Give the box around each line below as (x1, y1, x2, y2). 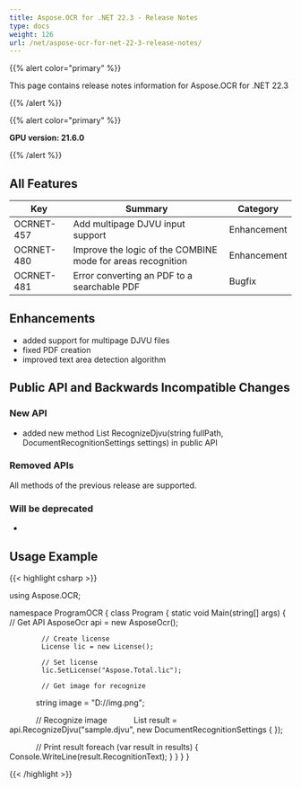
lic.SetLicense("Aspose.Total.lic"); (41, 666, 182, 675)
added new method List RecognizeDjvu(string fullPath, (21, 428, 224, 438)
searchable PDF (73, 280, 141, 293)
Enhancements (9, 311, 96, 326)
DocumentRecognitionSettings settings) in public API (21, 437, 218, 447)
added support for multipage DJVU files (21, 334, 170, 346)
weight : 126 (9, 30, 54, 39)
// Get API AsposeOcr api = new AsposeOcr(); (9, 616, 179, 627)
